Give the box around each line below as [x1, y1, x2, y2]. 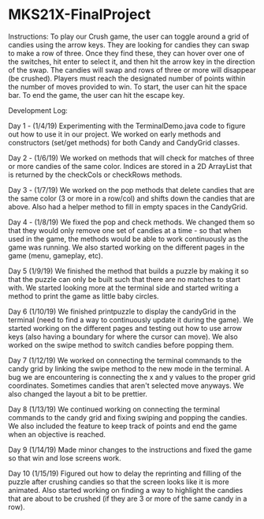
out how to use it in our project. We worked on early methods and [8, 129, 221, 139]
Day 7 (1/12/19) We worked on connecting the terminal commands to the [8, 355, 242, 365]
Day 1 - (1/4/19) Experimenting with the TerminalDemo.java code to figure [8, 121, 246, 130]
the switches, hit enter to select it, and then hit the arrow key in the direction [8, 57, 255, 66]
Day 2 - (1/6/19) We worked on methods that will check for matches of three [8, 152, 255, 163]
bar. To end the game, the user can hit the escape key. [8, 90, 185, 100]
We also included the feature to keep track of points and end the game [8, 421, 238, 431]
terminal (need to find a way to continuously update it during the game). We [8, 314, 254, 325]
